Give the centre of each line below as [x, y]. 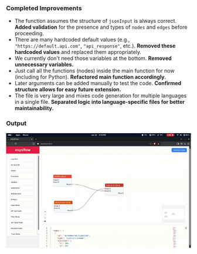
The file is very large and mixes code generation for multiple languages [101, 96]
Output [16, 123]
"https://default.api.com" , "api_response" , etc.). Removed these [95, 46]
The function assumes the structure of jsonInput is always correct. [96, 21]
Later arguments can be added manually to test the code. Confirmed [98, 83]
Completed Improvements [44, 8]
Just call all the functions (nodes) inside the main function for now [94, 71]
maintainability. [34, 108]
